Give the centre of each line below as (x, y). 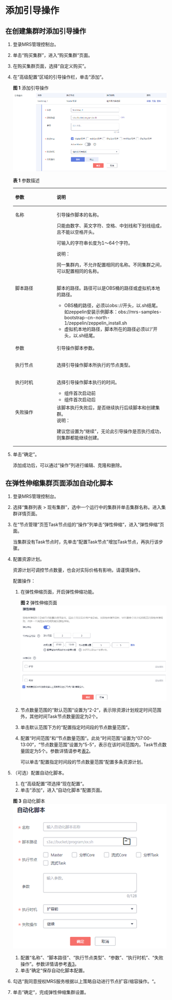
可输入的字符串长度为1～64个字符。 (95, 243)
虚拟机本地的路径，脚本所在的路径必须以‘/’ (109, 329)
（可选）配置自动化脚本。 (40, 773)
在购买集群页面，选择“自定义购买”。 (51, 66)
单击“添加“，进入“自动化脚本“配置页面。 (62, 790)
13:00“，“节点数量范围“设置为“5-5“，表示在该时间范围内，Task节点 (91, 745)
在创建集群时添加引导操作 (46, 31)
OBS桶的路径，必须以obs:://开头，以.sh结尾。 (112, 305)
